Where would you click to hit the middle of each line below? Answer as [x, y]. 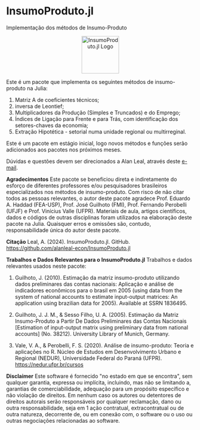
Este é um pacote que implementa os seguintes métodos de [80, 81]
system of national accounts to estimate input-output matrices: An [96, 296]
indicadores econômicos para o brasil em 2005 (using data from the [99, 290]
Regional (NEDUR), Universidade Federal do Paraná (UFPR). [88, 358]
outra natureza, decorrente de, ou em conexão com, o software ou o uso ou [99, 414]
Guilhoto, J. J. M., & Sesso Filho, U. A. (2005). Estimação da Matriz [97, 314]
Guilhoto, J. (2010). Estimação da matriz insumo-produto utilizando [97, 277]
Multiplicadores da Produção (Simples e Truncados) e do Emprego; [98, 113]
